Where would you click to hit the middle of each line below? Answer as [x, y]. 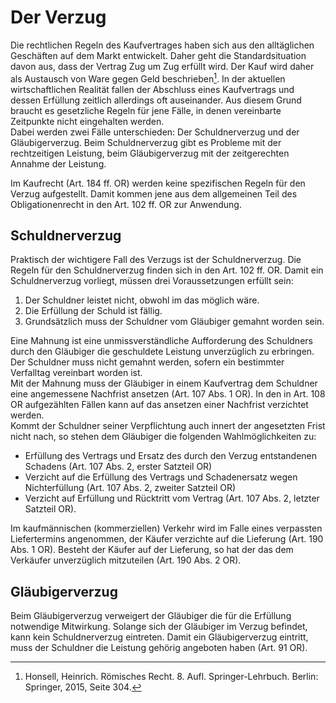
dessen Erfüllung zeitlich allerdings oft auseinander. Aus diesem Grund [156, 100]
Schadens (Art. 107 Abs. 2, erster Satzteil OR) [118, 467]
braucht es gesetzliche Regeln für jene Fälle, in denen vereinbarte [146, 110]
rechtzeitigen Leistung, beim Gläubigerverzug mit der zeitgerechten [150, 153]
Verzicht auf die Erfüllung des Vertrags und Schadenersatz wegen [161, 477]
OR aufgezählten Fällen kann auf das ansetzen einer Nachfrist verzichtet [159, 405]
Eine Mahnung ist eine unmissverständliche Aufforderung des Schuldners [161, 341]
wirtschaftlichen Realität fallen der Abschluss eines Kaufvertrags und [152, 89]
